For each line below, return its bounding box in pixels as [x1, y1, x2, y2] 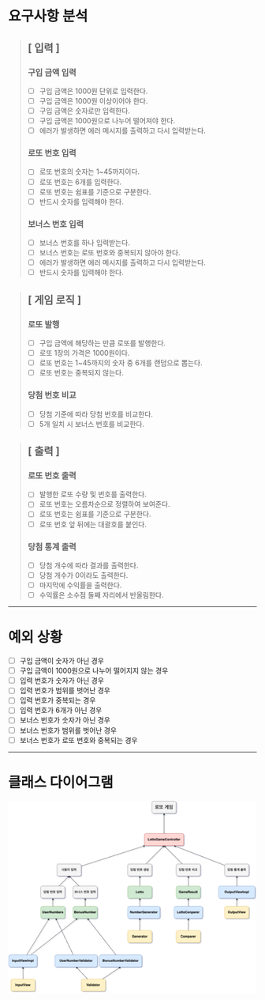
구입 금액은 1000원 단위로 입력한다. [39, 86, 148, 96]
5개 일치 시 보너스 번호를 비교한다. [39, 419, 144, 428]
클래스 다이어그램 [8, 773, 114, 791]
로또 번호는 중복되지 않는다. [39, 368, 124, 378]
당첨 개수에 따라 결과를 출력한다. [39, 560, 139, 570]
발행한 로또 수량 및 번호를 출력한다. [39, 489, 147, 499]
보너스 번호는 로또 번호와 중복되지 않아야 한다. [39, 248, 181, 258]
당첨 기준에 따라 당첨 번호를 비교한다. [39, 409, 154, 419]
